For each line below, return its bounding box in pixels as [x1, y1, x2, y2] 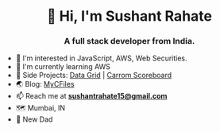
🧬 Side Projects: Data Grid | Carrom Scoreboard [15, 71, 172, 80]
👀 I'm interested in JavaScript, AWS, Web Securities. [15, 53, 188, 63]
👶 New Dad [15, 115, 53, 124]
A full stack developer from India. [64, 36, 195, 47]
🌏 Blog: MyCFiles [15, 80, 75, 89]
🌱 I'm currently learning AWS [15, 62, 111, 72]
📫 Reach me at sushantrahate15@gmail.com [15, 91, 168, 101]
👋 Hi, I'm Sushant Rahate [46, 7, 213, 25]
